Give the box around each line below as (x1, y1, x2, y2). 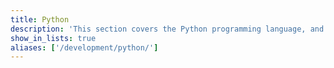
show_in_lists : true (10, 33, 97, 43)
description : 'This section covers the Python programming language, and (10, 24, 325, 34)
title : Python (10, 14, 70, 25)
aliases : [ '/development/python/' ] (10, 42, 159, 53)
